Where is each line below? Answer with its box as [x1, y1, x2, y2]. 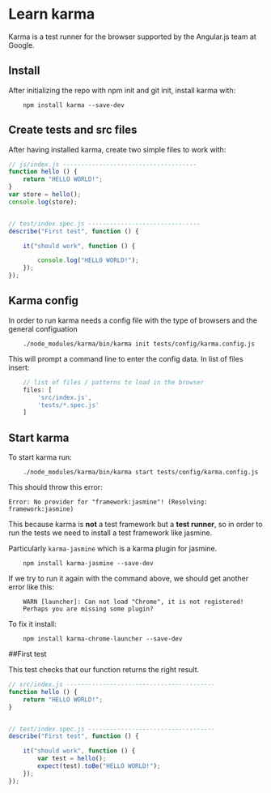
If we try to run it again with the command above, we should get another [8, 573, 249, 584]
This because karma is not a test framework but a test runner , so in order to [8, 520, 263, 529]
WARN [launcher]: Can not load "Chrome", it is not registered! [23, 598, 244, 607]
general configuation [8, 324, 78, 333]
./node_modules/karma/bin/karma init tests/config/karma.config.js [23, 340, 255, 348]
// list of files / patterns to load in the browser [23, 378, 205, 386]
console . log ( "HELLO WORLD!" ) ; [37, 256, 139, 264]
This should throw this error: [8, 482, 103, 492]
